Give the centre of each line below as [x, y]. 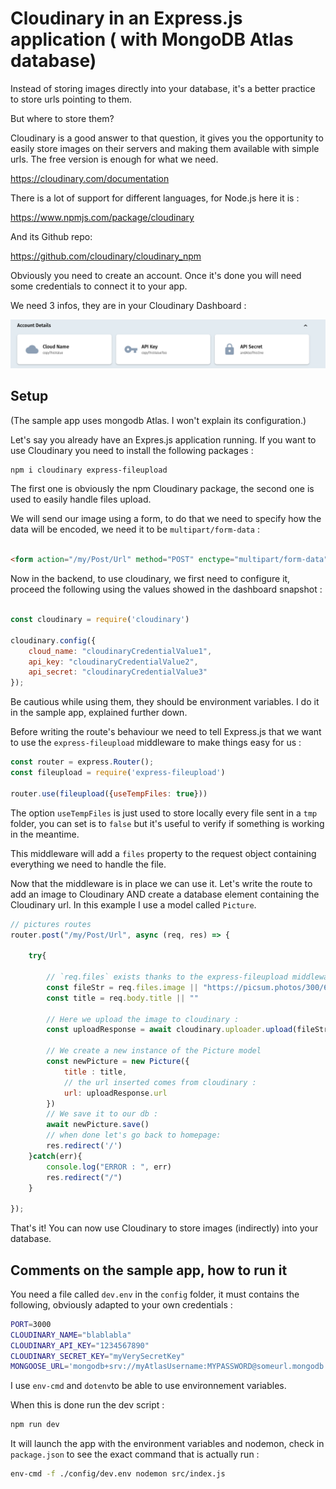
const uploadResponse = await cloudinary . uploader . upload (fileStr [187, 1030]
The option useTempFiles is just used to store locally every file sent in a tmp [164, 813]
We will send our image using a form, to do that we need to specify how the [166, 519]
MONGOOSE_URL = [40, 1367]
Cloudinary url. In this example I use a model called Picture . [133, 904]
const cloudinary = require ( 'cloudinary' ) [100, 620]
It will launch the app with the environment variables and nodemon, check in [167, 1444]
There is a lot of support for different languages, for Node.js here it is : [155, 198]
